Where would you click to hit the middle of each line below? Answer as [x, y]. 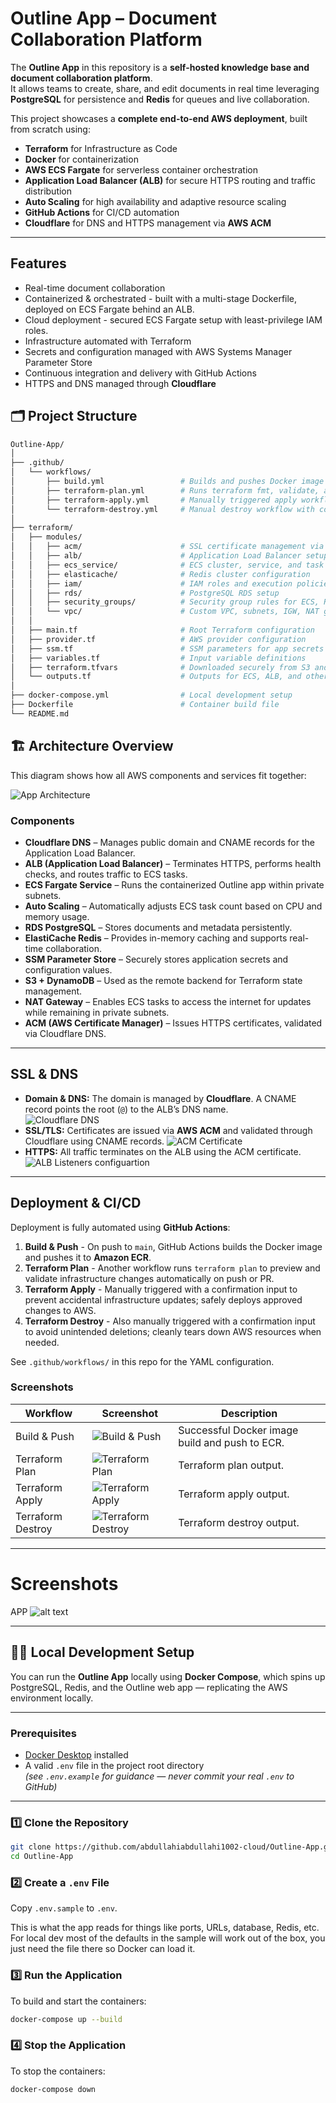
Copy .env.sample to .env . [64, 1908]
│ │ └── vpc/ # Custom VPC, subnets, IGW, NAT [165, 612]
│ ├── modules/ [46, 537]
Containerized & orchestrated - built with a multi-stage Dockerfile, [161, 298]
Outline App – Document [113, 18]
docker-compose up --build [66, 2019]
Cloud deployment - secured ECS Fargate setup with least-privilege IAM [173, 319]
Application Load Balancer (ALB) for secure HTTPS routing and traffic [170, 180]
